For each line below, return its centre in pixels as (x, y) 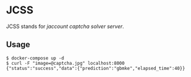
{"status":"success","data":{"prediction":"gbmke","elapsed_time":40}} (95, 68)
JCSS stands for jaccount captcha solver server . (65, 26)
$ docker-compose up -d (35, 58)
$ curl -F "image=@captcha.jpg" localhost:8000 (66, 63)
